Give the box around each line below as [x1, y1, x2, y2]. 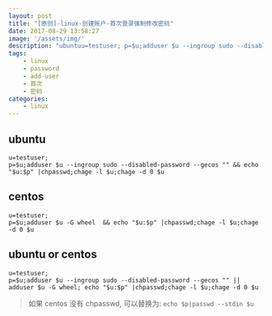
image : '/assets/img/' [8, 34, 85, 43]
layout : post [8, 11, 53, 20]
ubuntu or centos [8, 248, 97, 262]
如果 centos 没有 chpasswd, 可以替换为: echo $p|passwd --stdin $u [28, 298, 254, 308]
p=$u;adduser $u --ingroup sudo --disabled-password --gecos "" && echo [8, 160, 259, 169]
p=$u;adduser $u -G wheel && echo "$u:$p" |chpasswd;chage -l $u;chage [8, 218, 259, 227]
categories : [8, 95, 49, 103]
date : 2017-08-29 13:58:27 [8, 27, 100, 35]
